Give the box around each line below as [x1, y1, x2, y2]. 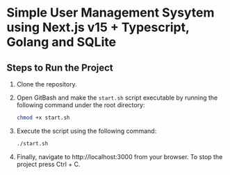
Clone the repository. [16, 80, 77, 88]
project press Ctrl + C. [16, 160, 81, 168]
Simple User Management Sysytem [6, 5, 215, 21]
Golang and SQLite [6, 35, 116, 50]
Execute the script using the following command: [16, 127, 157, 135]
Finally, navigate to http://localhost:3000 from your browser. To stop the [16, 152, 223, 160]
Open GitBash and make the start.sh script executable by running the [16, 93, 218, 102]
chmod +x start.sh [16, 114, 70, 121]
